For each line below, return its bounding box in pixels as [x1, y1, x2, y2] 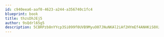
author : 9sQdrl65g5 [5, 20, 45, 25]
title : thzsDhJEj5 [5, 16, 42, 21]
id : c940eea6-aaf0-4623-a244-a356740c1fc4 [5, 7, 93, 12]
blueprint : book [5, 12, 38, 16]
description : [5, 25, 32, 30]
